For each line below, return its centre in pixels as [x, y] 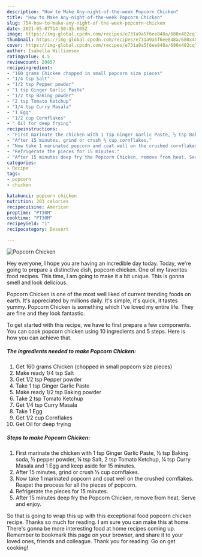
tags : [13, 174]
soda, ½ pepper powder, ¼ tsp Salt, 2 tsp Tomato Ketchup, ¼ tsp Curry [103, 459]
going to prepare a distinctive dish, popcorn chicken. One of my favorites [97, 269]
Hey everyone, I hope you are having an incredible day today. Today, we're [99, 263]
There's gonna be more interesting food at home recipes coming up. [91, 528]
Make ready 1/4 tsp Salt [45, 373]
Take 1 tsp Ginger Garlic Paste [52, 386]
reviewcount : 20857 [31, 62]
